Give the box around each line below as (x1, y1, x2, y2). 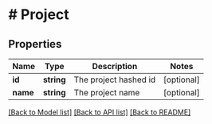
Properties (8, 37, 62, 51)
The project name (73, 87, 140, 98)
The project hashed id (73, 74, 156, 85)
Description (92, 61, 138, 72)
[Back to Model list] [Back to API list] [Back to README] (8, 107, 191, 117)
